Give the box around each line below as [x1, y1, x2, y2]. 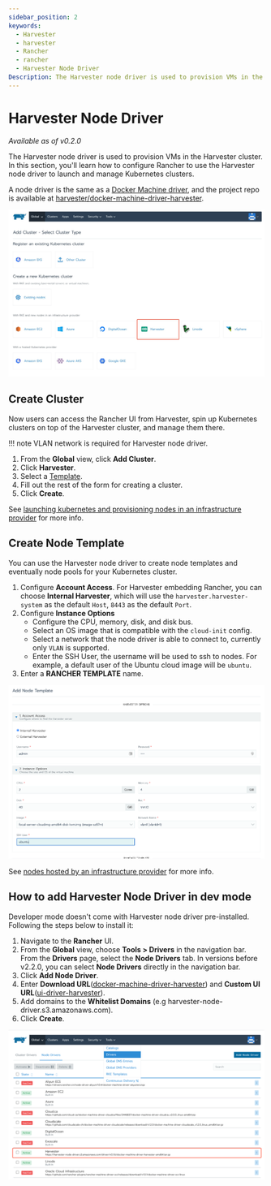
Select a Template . [19, 471, 83, 481]
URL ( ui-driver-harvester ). [19, 987, 105, 998]
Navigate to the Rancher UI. [19, 936, 114, 946]
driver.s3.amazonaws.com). [19, 1005, 114, 1015]
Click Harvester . [19, 463, 76, 472]
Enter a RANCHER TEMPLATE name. [19, 668, 144, 678]
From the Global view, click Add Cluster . [19, 454, 157, 464]
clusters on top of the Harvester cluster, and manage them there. [8, 422, 226, 432]
